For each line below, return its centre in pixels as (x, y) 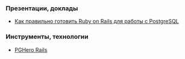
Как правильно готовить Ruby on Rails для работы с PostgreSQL (96, 21)
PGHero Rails (31, 49)
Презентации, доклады (42, 8)
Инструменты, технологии (47, 37)
